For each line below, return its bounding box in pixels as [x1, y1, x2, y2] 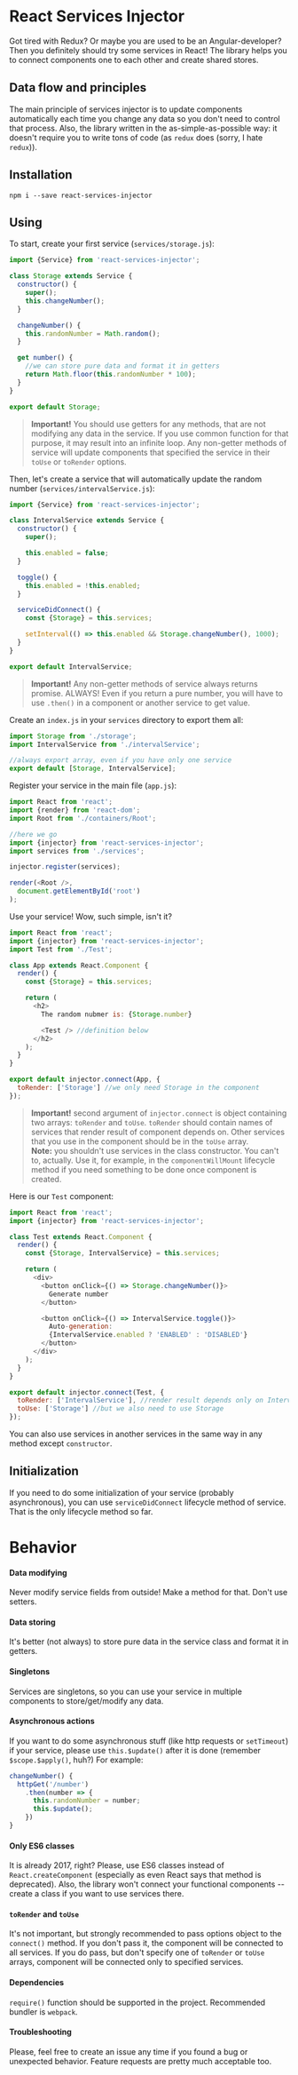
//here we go [9, 830, 58, 839]
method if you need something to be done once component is [30, 1164, 257, 1174]
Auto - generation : [48, 1322, 114, 1332]
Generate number [48, 1290, 109, 1299]
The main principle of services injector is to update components [9, 104, 243, 115]
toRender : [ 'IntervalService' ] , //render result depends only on [17, 1396, 264, 1405]
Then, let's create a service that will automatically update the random [9, 473, 263, 484]
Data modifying [9, 1567, 68, 1578]
